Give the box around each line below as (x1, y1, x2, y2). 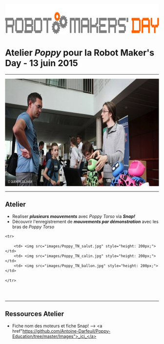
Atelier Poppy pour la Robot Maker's (5, 47, 155, 58)
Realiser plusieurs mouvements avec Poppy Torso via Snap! (12, 213, 136, 219)
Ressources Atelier (5, 310, 64, 318)
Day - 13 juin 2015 (5, 58, 78, 69)
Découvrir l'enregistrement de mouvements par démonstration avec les (12, 218, 159, 224)
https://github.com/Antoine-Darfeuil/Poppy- (22, 328, 111, 334)
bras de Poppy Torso (12, 224, 55, 230)
